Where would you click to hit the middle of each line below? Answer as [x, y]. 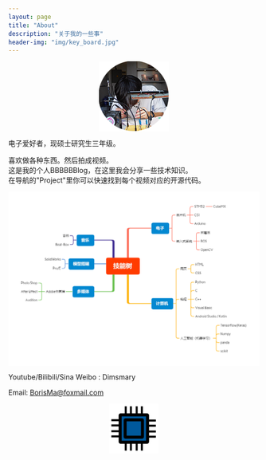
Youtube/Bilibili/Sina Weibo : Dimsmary [72, 377]
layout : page [30, 17]
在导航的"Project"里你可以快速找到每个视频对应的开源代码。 [107, 180]
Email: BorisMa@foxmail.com [56, 393]
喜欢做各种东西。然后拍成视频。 [61, 160]
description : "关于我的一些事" [56, 33]
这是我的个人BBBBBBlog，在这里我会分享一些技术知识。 [100, 171]
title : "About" [33, 25]
